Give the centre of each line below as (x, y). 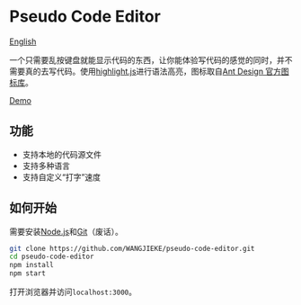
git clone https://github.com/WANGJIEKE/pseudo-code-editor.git (132, 248)
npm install (31, 265)
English (23, 41)
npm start (28, 274)
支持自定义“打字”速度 (62, 176)
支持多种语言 (46, 166)
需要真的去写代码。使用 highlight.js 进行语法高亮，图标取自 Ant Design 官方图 (149, 71)
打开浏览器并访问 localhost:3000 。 (73, 292)
